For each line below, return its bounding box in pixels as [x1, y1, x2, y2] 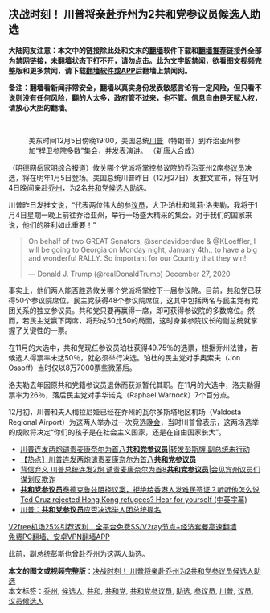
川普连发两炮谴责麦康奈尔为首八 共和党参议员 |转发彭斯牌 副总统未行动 [19, 444, 251, 454]
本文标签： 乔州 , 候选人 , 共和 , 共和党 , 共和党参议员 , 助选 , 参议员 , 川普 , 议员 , [8, 586, 254, 595]
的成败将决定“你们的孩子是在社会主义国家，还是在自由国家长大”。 [8, 427, 227, 437]
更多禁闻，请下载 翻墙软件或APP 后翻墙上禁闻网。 [29, 65, 192, 75]
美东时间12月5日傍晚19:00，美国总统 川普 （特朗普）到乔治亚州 [28, 135, 235, 145]
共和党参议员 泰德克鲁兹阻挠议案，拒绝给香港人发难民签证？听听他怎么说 [19, 484, 260, 494]
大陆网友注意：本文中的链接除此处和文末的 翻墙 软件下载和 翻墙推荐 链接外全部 [8, 45, 262, 55]
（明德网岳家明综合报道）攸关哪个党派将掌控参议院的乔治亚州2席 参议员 [8, 163, 245, 172]
